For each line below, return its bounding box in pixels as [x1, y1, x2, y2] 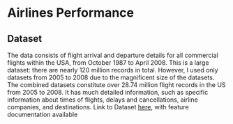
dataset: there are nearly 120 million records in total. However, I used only [7, 66, 218, 74]
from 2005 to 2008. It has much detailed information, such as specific [7, 88, 209, 96]
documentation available [7, 110, 78, 118]
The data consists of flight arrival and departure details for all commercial [7, 51, 218, 59]
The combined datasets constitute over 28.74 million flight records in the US [7, 81, 226, 88]
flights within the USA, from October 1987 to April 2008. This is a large [7, 59, 209, 67]
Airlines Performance [7, 5, 135, 21]
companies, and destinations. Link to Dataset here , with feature [7, 103, 190, 111]
